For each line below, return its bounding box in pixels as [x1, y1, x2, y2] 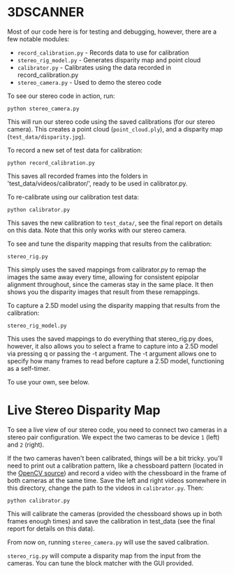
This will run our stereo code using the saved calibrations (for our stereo [7, 117, 215, 126]
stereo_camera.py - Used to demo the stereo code [17, 78, 162, 86]
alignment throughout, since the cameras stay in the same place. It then [7, 280, 214, 288]
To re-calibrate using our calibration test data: [7, 192, 140, 201]
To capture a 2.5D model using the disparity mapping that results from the [7, 301, 221, 309]
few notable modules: [7, 34, 70, 43]
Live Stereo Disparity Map [7, 402, 161, 419]
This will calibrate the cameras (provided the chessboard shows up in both [7, 509, 222, 518]
